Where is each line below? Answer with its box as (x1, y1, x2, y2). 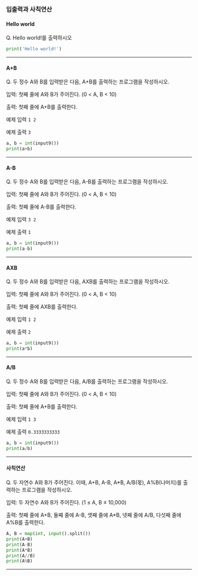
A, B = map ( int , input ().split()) (6, 531, 91, 537)
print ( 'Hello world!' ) (6, 46, 62, 52)
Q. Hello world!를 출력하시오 (6, 34, 72, 41)
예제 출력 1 (6, 229, 31, 236)
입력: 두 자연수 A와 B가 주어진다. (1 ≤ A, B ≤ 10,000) (6, 499, 127, 506)
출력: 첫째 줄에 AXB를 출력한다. (6, 303, 78, 310)
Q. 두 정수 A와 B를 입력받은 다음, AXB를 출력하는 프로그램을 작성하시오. (6, 278, 170, 285)
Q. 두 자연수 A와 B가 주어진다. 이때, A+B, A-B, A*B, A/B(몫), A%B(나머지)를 (6, 479, 182, 486)
